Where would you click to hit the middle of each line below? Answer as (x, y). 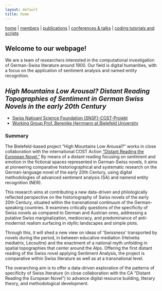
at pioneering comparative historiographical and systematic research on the (81, 167)
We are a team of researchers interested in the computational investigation (80, 60)
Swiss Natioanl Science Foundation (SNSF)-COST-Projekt (70, 118)
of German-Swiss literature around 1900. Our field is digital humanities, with (81, 65)
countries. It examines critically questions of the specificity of (86, 208)
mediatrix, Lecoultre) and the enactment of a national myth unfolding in (76, 243)
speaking (14, 208)
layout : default (21, 10)
